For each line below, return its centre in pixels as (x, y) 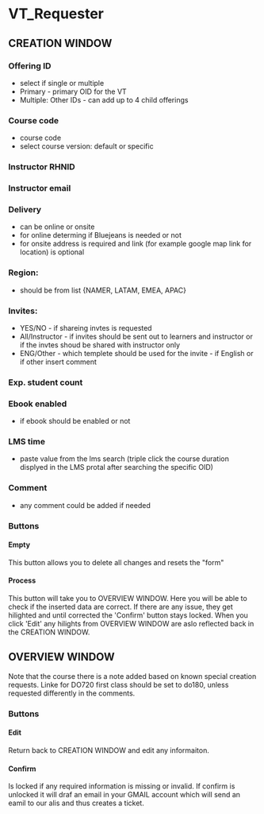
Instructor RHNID (42, 167)
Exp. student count (46, 382)
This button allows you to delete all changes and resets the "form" (116, 562)
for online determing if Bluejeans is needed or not (101, 235)
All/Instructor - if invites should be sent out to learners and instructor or (136, 336)
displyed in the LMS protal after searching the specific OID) (117, 467)
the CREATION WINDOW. (49, 632)
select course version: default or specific (86, 146)
